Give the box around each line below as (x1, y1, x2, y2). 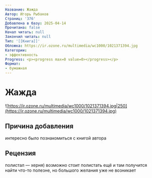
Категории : (5, 48, 27, 53)
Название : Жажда (5, 7, 38, 12)
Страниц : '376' (5, 16, 36, 21)
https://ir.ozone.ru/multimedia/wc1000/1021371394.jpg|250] (8, 103, 127, 108)
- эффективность (5, 52, 38, 57)
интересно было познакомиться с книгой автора (5, 135, 107, 141)
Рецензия (5, 149, 36, 158)
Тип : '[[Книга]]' (5, 39, 40, 44)
